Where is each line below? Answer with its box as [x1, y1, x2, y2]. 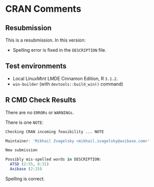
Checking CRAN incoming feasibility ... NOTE [5, 129, 104, 134]
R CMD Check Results [5, 96, 76, 105]
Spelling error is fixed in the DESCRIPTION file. [12, 47, 106, 53]
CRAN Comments [5, 3, 81, 15]
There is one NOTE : [5, 119, 43, 126]
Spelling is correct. [5, 175, 45, 182]
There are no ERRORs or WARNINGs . [5, 109, 74, 115]
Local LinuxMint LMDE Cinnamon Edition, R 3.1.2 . [12, 75, 118, 81]
